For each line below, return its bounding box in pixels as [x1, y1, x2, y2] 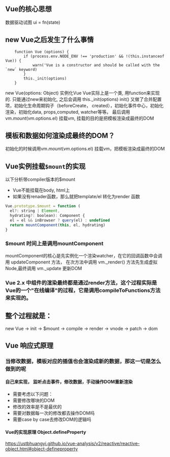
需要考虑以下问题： [12, 391, 53, 397]
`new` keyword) [5, 67, 38, 72]
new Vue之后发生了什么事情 [5, 35, 94, 44]
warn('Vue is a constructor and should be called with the [32, 62, 160, 67]
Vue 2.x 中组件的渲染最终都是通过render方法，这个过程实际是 [5, 279, 157, 286]
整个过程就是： [5, 312, 52, 320]
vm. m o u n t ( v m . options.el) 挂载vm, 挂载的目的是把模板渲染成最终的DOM [5, 115, 154, 121]
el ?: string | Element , [10, 208, 60, 214]
